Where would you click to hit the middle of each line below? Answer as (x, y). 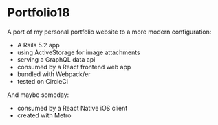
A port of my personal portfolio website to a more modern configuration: (109, 32)
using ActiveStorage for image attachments (79, 52)
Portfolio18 (39, 13)
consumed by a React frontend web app (74, 67)
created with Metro (44, 115)
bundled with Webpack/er (54, 74)
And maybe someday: (38, 95)
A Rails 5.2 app (38, 45)
